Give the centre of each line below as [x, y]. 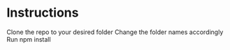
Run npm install [29, 39]
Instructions [43, 13]
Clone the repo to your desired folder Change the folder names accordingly [115, 32]
